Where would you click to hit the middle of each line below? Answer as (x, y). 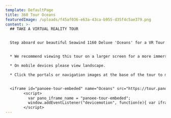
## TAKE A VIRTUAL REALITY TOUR (44, 29)
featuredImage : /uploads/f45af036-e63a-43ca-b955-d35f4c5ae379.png (78, 19)
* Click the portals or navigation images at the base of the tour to (86, 75)
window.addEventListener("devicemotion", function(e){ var (92, 103)
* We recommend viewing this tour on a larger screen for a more (81, 57)
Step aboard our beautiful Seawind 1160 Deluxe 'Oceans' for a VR (82, 43)
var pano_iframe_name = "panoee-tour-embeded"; (79, 98)
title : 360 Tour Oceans (31, 15)
